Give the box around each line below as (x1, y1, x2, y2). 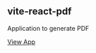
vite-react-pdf (7, 6, 72, 17)
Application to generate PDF (7, 24, 90, 32)
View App (7, 38, 36, 46)
